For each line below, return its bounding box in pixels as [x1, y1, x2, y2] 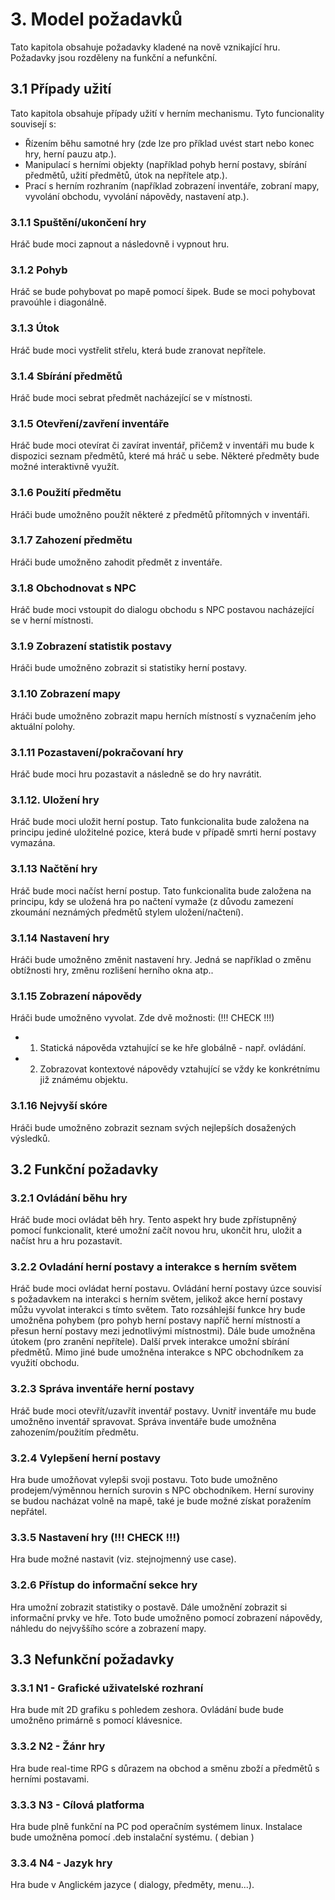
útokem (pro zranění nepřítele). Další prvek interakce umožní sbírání [10, 1336, 290, 1348]
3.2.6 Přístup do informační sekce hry [10, 1578, 198, 1592]
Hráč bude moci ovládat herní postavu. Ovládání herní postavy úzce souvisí [10, 1283, 322, 1295]
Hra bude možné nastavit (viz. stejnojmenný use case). [10, 1553, 237, 1565]
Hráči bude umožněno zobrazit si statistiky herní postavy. [10, 662, 247, 674]
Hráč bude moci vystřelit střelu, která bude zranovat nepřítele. [10, 344, 267, 356]
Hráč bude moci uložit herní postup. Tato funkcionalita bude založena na [10, 816, 310, 828]
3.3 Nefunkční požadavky [10, 1651, 175, 1668]
